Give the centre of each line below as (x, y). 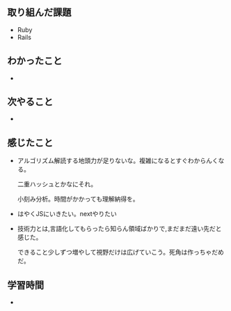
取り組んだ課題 (39, 13)
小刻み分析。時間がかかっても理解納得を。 (78, 199)
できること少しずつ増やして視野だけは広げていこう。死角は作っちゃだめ (120, 252)
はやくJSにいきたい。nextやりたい (67, 214)
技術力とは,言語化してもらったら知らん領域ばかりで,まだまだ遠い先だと (119, 229)
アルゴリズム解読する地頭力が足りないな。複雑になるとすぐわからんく (118, 161)
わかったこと (35, 61)
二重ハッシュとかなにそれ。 (57, 184)
